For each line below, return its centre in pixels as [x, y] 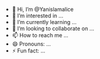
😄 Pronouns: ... [32, 44]
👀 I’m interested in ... [38, 16]
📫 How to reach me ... [40, 35]
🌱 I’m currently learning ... [44, 22]
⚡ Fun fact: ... [28, 51]
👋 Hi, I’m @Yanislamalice [43, 9]
